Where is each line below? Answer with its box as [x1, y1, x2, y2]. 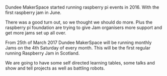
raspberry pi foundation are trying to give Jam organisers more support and [5, 24, 162, 30]
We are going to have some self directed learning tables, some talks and [5, 60, 155, 65]
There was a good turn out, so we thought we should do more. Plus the [5, 19, 152, 25]
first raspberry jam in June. [5, 9, 62, 15]
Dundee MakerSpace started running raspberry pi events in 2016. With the [5, 4, 159, 10]
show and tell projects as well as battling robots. [5, 65, 105, 71]
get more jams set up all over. [5, 30, 66, 35]
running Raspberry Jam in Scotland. [5, 50, 80, 56]
